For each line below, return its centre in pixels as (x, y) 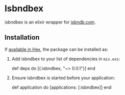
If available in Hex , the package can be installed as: (56, 49)
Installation (22, 37)
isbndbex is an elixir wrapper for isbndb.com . (50, 22)
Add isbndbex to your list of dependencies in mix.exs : (66, 59)
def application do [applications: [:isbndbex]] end (62, 87)
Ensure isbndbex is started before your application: (63, 78)
